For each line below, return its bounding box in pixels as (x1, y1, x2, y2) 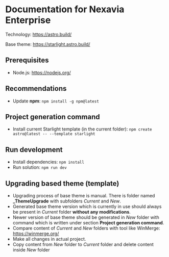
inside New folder (12, 247, 50, 253)
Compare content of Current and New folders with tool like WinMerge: (12, 225, 160, 231)
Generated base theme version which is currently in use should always (12, 203, 162, 210)
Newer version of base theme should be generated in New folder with (12, 214, 160, 220)
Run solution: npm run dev (12, 164, 67, 170)
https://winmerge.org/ (12, 230, 59, 237)
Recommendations (5, 84, 67, 93)
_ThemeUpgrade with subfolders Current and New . (12, 198, 122, 204)
